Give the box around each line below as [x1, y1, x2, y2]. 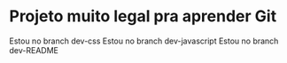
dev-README [9, 44, 59, 55]
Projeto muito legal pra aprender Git [9, 6, 277, 27]
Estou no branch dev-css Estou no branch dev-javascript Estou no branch [9, 35, 279, 46]
